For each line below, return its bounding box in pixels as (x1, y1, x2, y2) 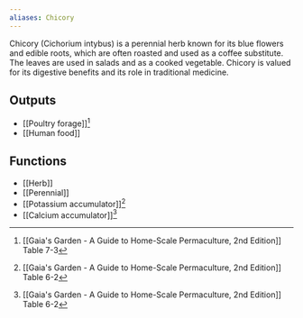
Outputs (9, 93, 57, 108)
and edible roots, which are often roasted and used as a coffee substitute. (9, 47, 284, 59)
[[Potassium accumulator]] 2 (22, 196, 126, 209)
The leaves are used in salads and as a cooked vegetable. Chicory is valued (9, 57, 291, 68)
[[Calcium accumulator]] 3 (22, 208, 117, 221)
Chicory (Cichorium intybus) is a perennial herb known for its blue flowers (9, 38, 284, 49)
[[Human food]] (22, 128, 81, 139)
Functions (9, 154, 68, 169)
